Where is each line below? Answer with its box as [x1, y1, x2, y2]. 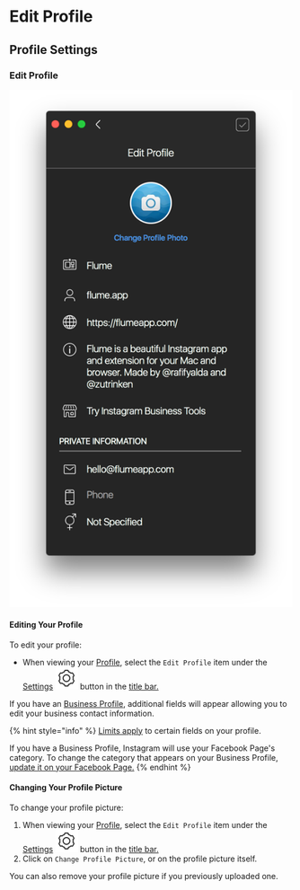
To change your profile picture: [9, 802, 124, 813]
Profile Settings [9, 42, 99, 57]
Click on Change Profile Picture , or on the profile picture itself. [22, 853, 258, 864]
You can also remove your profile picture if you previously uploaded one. [9, 870, 278, 881]
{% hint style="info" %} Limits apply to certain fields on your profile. [9, 725, 262, 736]
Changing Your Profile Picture [9, 782, 123, 793]
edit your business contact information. [9, 708, 154, 718]
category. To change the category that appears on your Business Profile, [9, 752, 278, 762]
